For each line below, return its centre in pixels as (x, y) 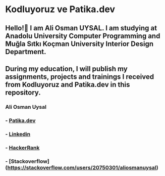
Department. (26, 52)
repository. (23, 92)
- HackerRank (22, 148)
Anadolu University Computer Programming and (83, 36)
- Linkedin (18, 134)
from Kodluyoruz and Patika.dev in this (68, 84)
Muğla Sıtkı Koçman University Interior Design (79, 44)
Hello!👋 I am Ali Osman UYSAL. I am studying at (81, 28)
